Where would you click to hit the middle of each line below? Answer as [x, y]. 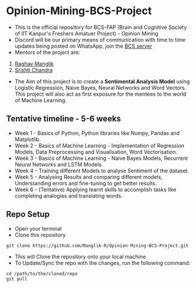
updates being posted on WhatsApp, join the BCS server [83, 46]
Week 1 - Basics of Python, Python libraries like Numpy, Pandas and [97, 133]
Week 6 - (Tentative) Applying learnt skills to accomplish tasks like [95, 189]
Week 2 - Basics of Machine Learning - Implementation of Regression [99, 145]
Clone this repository [40, 235]
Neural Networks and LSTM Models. [59, 164]
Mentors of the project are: [47, 52]
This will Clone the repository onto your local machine [80, 256]
